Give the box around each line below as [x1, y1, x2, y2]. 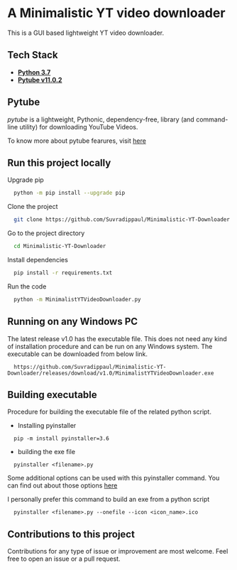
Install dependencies [7, 256, 69, 264]
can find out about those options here [7, 481, 118, 490]
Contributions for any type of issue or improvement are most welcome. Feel [7, 547, 228, 556]
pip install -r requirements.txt [13, 269, 113, 276]
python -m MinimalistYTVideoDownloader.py [13, 296, 141, 303]
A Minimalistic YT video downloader [7, 5, 226, 21]
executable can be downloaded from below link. [7, 350, 148, 358]
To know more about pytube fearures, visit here [7, 136, 147, 145]
